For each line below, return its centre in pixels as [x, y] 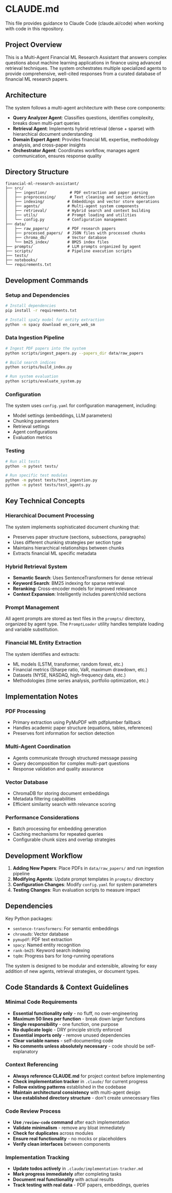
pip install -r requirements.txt [41, 310]
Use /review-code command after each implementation [71, 1122]
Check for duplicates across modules [53, 1133]
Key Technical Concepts [45, 501]
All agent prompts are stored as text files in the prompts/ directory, [75, 619]
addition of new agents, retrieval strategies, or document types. [73, 971]
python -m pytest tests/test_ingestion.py [51, 480]
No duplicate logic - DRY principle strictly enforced [67, 1030]
